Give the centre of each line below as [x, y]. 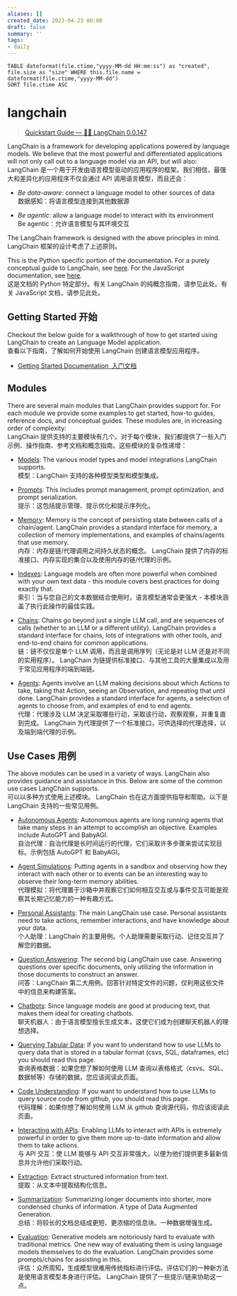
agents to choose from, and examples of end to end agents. [105, 705]
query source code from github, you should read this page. [103, 1099]
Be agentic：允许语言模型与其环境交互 [73, 223]
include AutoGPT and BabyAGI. [63, 835]
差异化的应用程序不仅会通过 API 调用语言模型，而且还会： [104, 178]
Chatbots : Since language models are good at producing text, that [114, 1006]
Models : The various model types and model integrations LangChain [117, 459]
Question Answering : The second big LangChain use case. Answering [120, 960]
